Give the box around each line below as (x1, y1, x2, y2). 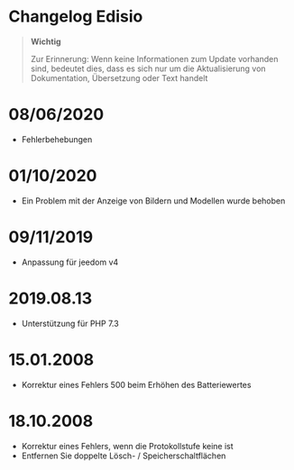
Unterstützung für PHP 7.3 (21, 318, 119, 329)
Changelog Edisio (8, 6, 143, 27)
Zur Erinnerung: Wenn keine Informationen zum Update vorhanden (30, 53, 279, 64)
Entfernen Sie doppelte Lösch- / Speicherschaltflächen (21, 450, 226, 461)
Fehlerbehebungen (21, 133, 93, 145)
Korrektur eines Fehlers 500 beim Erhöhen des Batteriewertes (21, 379, 252, 390)
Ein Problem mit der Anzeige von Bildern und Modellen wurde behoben (21, 195, 286, 206)
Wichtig (30, 36, 61, 47)
